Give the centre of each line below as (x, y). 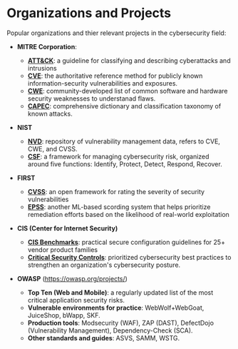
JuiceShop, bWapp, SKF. (64, 315)
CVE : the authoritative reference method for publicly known (115, 76)
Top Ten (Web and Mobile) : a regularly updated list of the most (120, 292)
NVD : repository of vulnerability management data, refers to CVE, (124, 141)
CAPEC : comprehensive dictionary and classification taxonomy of (124, 106)
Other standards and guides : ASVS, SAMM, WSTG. (104, 338)
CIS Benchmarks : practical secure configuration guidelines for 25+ (126, 242)
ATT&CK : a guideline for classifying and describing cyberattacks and (129, 60)
